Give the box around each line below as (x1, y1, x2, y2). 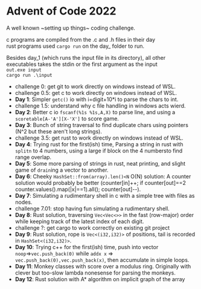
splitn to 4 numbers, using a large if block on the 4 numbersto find (14, 147, 183, 154)
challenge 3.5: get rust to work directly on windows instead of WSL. (14, 134, 184, 141)
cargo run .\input (6, 72, 53, 78)
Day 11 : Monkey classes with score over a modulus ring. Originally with (14, 262, 191, 270)
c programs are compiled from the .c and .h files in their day (6, 36, 156, 43)
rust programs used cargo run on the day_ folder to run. (6, 42, 145, 50)
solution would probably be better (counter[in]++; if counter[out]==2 (14, 179, 186, 186)
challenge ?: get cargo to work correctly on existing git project (14, 224, 170, 231)
